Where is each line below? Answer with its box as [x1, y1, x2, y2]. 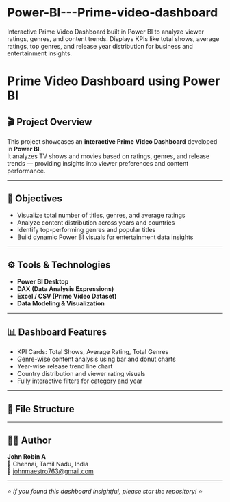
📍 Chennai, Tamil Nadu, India [7, 460, 89, 468]
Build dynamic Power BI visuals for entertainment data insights [16, 233, 194, 241]
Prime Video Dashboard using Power [7, 73, 220, 89]
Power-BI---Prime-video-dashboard [7, 5, 218, 21]
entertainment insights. [7, 49, 73, 58]
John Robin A [7, 453, 47, 460]
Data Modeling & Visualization [16, 299, 105, 308]
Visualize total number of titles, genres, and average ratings [16, 211, 186, 219]
